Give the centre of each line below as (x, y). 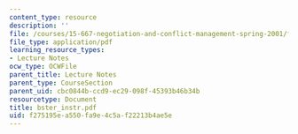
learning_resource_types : (57, 50)
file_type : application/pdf (61, 42)
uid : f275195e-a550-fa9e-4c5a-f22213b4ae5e (91, 115)
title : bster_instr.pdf (53, 108)
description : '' (39, 26)
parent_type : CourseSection (61, 83)
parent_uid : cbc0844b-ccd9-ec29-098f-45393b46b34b (105, 91)
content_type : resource (53, 17)
